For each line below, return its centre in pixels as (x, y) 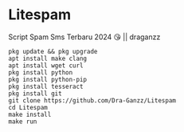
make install (30, 114)
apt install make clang (48, 58)
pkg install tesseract (46, 86)
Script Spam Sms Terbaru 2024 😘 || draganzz (84, 37)
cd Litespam (28, 107)
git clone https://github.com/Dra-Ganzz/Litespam (92, 100)
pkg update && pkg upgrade (53, 51)
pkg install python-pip (48, 79)
